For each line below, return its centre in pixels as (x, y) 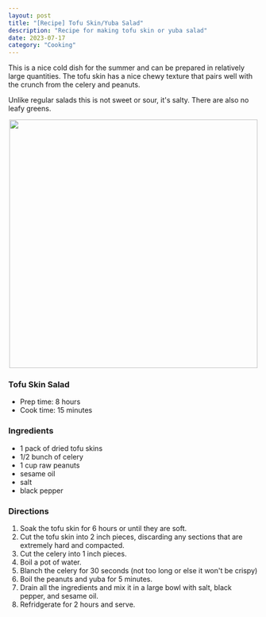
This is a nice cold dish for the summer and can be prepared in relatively (126, 68)
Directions (29, 511)
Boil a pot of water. (50, 562)
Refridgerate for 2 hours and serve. (77, 604)
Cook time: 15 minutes (56, 410)
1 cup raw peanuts (50, 465)
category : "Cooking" (42, 45)
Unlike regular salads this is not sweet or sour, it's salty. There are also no (129, 100)
